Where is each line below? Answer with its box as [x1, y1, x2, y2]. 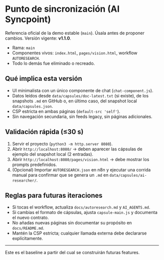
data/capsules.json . [12, 103, 53, 109]
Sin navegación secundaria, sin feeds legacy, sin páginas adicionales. [12, 114, 153, 119]
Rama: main [12, 45, 35, 50]
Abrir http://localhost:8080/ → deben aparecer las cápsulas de [12, 146, 143, 152]
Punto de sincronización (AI [5, 3, 120, 15]
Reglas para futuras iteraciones [5, 191, 102, 199]
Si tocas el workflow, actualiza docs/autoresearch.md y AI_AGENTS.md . [12, 204, 150, 210]
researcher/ [12, 178, 37, 183]
